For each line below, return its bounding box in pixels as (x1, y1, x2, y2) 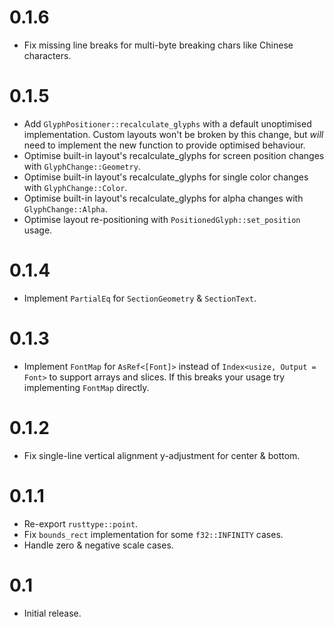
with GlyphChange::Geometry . (23, 160, 141, 172)
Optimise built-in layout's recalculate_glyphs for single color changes (23, 171, 309, 183)
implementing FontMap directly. (23, 381, 150, 393)
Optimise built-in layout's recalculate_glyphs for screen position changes (23, 149, 325, 161)
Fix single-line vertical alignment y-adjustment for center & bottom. (23, 449, 301, 461)
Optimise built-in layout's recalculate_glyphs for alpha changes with (23, 192, 304, 204)
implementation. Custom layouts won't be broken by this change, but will (23, 128, 324, 140)
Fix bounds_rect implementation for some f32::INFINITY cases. (23, 528, 284, 540)
